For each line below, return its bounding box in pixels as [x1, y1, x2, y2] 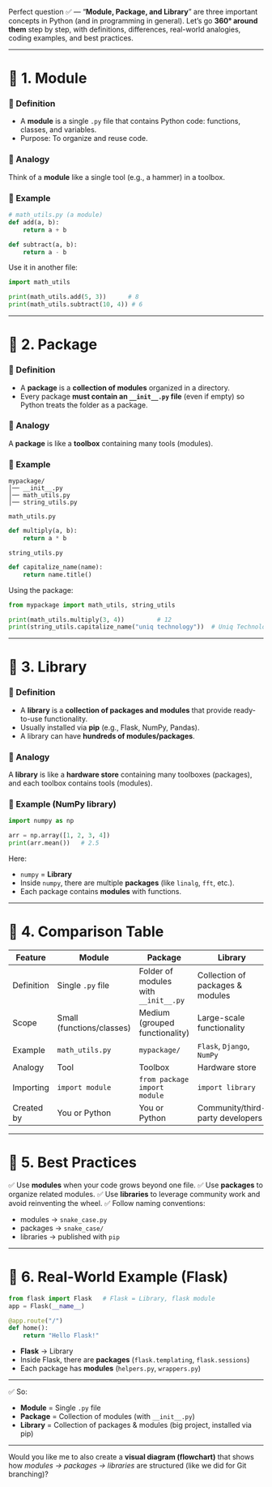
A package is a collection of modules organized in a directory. [19, 382, 231, 392]
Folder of [138, 965, 174, 977]
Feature [15, 952, 46, 963]
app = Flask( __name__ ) [8, 1302, 85, 1310]
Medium [138, 1007, 170, 1018]
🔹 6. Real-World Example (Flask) [8, 1268, 229, 1286]
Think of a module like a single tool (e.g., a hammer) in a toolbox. [8, 172, 225, 181]
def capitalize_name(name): [8, 563, 104, 571]
